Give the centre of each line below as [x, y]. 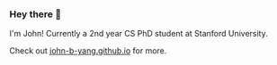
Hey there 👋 [35, 14]
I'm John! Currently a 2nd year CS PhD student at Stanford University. [138, 34]
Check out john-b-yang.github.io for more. [88, 51]
